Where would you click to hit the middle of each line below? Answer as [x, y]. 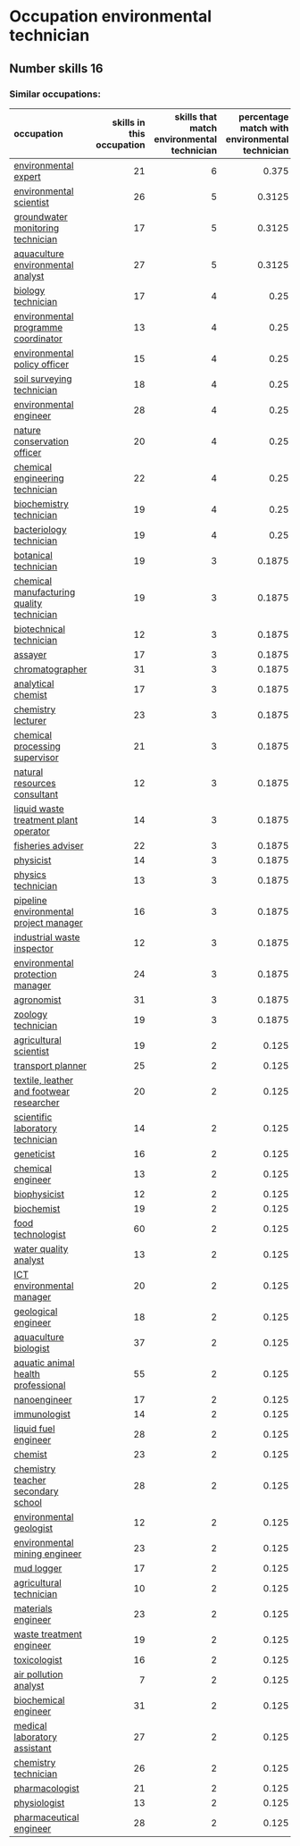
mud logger [38, 1568]
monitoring [37, 228]
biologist [32, 1348]
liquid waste [39, 809]
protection [35, 974]
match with [264, 128]
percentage [264, 116]
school [28, 1502]
